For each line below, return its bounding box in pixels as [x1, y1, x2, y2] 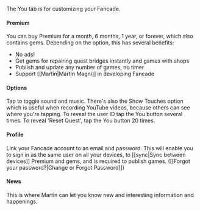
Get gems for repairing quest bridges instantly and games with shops [15, 57, 190, 64]
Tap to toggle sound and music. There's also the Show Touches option [6, 97, 184, 105]
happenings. [6, 198, 38, 205]
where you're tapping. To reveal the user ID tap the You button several [6, 111, 183, 118]
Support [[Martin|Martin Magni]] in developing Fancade [15, 70, 154, 78]
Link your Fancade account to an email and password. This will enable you [6, 144, 193, 151]
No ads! [15, 51, 35, 58]
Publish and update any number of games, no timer [15, 64, 145, 71]
